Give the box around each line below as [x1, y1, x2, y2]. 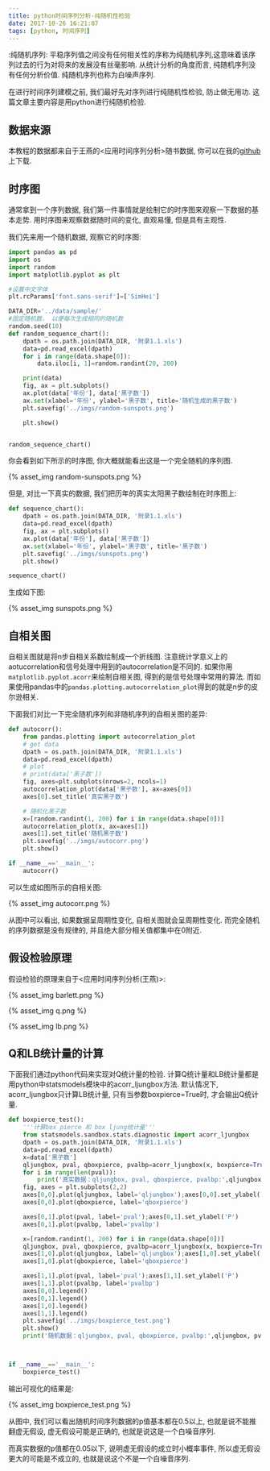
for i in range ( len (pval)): [22, 1168, 117, 1177]
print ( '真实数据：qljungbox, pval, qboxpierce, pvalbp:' [37, 1176, 226, 1184]
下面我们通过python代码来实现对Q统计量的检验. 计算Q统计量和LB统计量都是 [8, 1070, 260, 1079]
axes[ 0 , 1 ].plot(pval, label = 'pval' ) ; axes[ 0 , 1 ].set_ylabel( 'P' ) [22, 1212, 239, 1221]
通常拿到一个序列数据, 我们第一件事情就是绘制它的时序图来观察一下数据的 [8, 205, 252, 214]
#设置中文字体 [8, 285, 48, 293]
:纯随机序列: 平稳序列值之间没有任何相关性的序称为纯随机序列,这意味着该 [8, 50, 249, 60]
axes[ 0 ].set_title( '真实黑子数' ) [22, 792, 129, 800]
